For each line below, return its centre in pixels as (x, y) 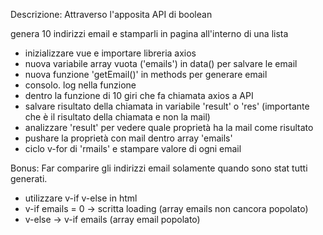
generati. (29, 178)
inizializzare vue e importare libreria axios (110, 53)
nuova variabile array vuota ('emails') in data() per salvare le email (161, 63)
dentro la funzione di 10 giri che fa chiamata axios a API (139, 95)
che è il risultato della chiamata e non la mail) (117, 117)
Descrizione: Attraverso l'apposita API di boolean (111, 14)
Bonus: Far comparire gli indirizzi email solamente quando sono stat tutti (159, 168)
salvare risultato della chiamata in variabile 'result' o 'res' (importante (167, 106)
